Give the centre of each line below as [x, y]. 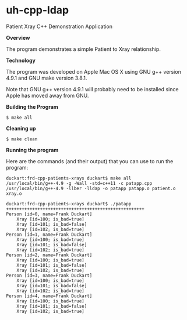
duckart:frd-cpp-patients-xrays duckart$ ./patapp [69, 204]
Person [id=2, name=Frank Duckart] [49, 255]
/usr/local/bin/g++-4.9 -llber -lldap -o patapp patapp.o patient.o [91, 188]
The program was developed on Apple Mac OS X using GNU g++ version [94, 71]
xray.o [14, 194]
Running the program [32, 150]
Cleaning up [21, 128]
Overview [18, 37]
